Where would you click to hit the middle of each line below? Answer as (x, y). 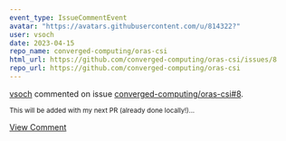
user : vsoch (32, 34)
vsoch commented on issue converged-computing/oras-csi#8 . (127, 94)
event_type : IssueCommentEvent (68, 18)
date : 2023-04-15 (42, 43)
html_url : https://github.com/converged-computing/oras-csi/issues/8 (143, 60)
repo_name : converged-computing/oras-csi (89, 52)
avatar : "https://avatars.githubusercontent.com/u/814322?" (125, 26)
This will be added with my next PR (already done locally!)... (102, 110)
